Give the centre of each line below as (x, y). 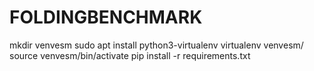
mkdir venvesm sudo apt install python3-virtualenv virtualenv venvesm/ (156, 45)
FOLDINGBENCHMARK (106, 17)
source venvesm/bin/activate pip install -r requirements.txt (130, 55)
